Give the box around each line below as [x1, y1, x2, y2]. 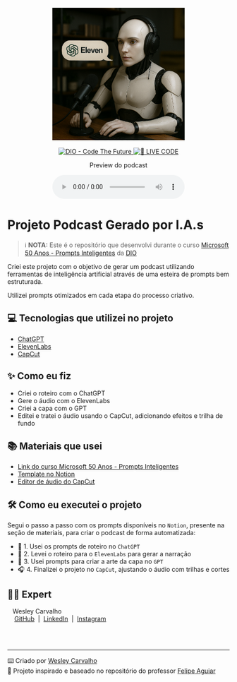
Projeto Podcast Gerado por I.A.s [7, 217, 204, 233]
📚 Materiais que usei [7, 440, 102, 452]
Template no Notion [17, 470, 75, 479]
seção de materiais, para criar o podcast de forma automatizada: [7, 529, 196, 537]
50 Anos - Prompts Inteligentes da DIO [24, 249, 138, 257]
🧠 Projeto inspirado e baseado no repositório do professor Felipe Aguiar [7, 666, 217, 675]
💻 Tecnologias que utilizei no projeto [7, 312, 174, 325]
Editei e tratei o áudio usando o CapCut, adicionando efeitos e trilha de [17, 411, 224, 420]
